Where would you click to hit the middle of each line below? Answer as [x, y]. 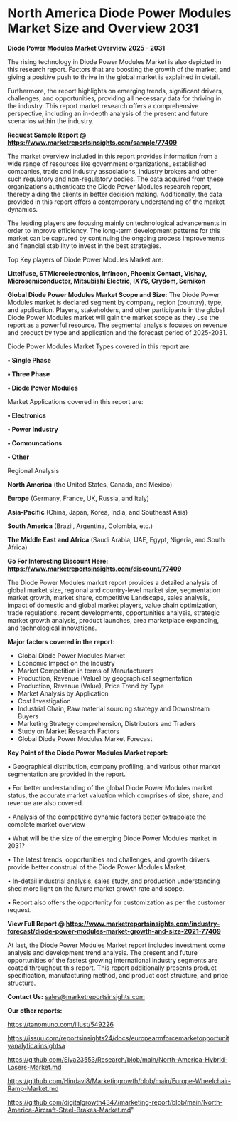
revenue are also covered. [45, 802]
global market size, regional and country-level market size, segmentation [114, 590]
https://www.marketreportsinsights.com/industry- [143, 924]
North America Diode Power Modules [119, 13]
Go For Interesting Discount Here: [58, 561]
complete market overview [46, 824]
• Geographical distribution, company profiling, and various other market [114, 766]
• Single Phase [29, 360]
